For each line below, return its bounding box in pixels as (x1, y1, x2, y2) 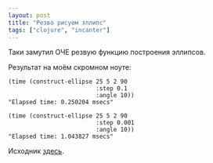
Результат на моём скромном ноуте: (8, 63, 132, 72)
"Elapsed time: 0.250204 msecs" (8, 99, 114, 107)
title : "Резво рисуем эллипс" (8, 19, 107, 27)
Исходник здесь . (8, 147, 64, 156)
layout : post (8, 11, 51, 20)
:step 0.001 (95, 119, 135, 127)
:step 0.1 (95, 85, 128, 92)
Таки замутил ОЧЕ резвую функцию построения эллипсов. (8, 48, 206, 57)
